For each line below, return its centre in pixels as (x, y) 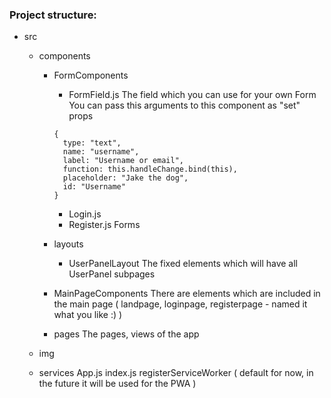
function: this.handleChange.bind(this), (150, 169)
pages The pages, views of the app (126, 334)
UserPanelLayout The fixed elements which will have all (183, 264)
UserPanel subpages (112, 274)
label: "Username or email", (123, 161)
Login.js (85, 214)
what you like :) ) (88, 315)
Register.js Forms (104, 225)
